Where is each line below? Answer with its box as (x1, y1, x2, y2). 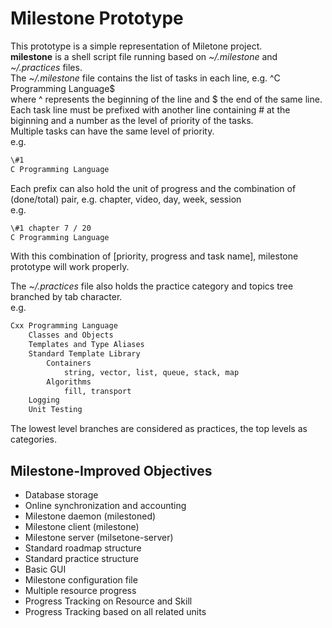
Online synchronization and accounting (24, 500, 187, 511)
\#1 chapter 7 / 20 (10, 223, 92, 233)
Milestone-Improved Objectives (10, 462, 213, 479)
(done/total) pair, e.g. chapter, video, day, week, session (10, 193, 242, 205)
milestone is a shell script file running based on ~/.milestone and (10, 50, 278, 62)
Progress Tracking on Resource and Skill (24, 595, 193, 607)
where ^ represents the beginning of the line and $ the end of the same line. (10, 93, 323, 105)
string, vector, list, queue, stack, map (63, 367, 240, 377)
